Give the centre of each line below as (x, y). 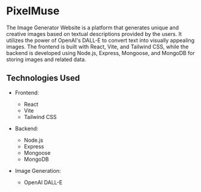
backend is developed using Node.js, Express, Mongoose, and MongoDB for (100, 53)
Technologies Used (43, 78)
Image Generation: (38, 170)
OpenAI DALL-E (43, 182)
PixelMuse (33, 11)
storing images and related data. (46, 59)
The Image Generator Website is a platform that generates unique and (92, 28)
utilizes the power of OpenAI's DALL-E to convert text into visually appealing (100, 40)
